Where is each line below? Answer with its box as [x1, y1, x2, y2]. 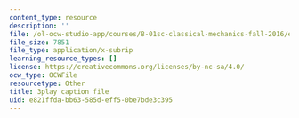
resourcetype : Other [9, 79, 86, 88]
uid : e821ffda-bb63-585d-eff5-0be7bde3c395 [9, 95, 174, 105]
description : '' [9, 21, 69, 30]
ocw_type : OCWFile [9, 71, 77, 80]
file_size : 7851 [9, 37, 69, 47]
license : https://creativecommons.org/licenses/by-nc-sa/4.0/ [9, 63, 245, 72]
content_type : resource [9, 12, 98, 22]
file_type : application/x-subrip [9, 46, 133, 55]
